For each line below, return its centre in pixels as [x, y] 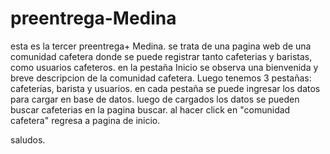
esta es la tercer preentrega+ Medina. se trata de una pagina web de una [161, 46]
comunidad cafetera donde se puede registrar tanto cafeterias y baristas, [161, 56]
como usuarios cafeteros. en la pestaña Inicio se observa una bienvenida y [164, 67]
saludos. [28, 139]
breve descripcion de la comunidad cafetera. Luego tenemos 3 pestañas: [161, 78]
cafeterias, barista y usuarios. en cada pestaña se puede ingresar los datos [165, 88]
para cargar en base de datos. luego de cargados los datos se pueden [155, 99]
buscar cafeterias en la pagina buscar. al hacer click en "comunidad [150, 109]
